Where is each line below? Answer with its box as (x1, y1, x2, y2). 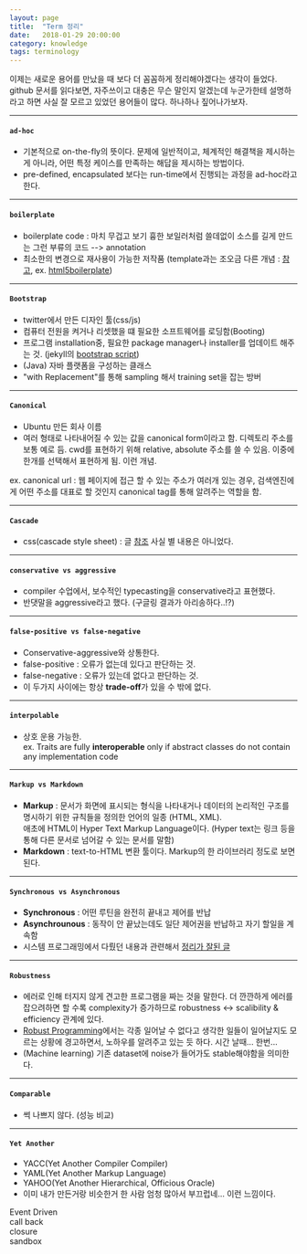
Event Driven (9, 1207, 58, 1217)
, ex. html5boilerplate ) (30, 264, 112, 275)
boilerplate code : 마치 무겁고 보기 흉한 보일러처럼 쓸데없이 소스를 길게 (22, 230, 277, 241)
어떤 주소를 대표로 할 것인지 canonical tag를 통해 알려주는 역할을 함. (18, 486, 262, 497)
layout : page (9, 13, 59, 23)
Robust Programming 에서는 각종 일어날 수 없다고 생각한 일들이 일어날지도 (22, 1025, 288, 1037)
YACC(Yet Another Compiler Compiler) (22, 1157, 169, 1169)
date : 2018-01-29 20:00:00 (9, 30, 121, 39)
